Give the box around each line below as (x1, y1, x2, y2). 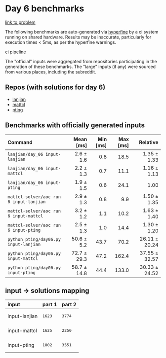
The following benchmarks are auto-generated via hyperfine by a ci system (5, 29, 159, 35)
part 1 (42, 301, 57, 308)
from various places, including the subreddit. (5, 69, 96, 74)
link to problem (5, 19, 36, 25)
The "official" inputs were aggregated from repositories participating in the (5, 58, 157, 64)
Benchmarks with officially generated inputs (5, 121, 145, 130)
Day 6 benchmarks (5, 3, 84, 14)
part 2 (61, 301, 77, 308)
